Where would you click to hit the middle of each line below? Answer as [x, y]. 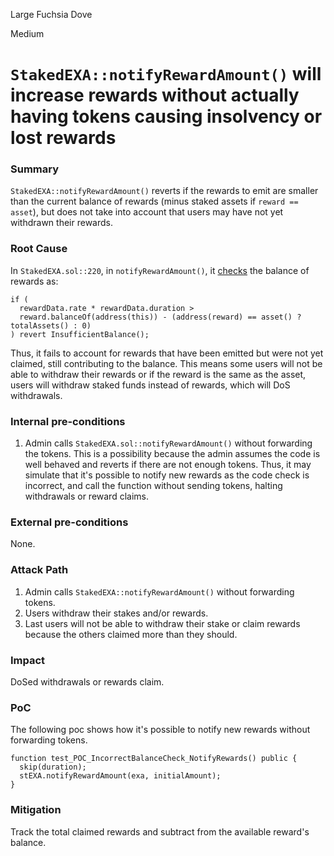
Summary [35, 169]
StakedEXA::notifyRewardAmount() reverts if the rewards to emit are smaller [164, 191]
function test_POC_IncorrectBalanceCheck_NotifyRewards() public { [154, 759]
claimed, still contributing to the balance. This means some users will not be [166, 363]
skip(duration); [53, 767]
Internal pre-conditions [68, 421]
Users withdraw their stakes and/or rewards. [116, 613]
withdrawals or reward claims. [86, 496]
